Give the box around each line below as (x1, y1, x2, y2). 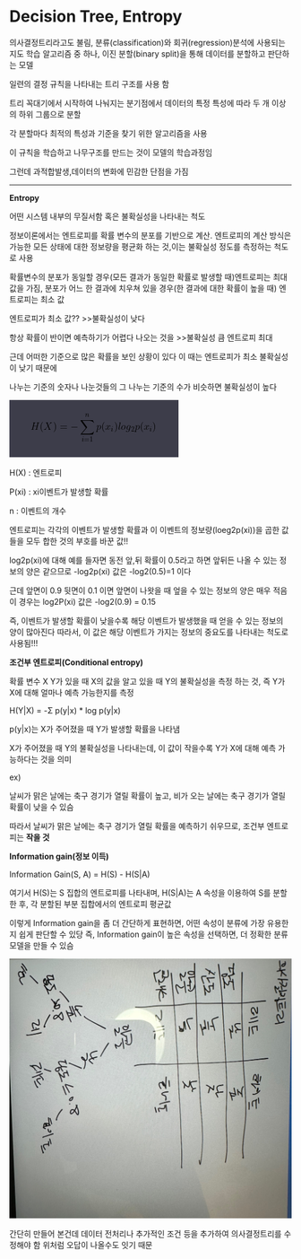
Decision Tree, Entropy (9, 6, 183, 27)
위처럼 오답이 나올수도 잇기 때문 (42, 1240, 153, 1251)
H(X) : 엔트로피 (9, 467, 63, 477)
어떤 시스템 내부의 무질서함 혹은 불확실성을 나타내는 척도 (9, 211, 206, 222)
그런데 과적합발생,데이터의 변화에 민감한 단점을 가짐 (9, 166, 189, 177)
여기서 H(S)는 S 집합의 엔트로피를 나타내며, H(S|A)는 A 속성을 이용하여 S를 (9, 887, 271, 898)
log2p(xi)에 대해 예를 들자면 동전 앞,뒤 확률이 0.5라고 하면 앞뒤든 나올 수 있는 (9, 555, 278, 565)
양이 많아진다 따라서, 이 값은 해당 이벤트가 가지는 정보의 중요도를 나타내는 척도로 (9, 626, 289, 637)
